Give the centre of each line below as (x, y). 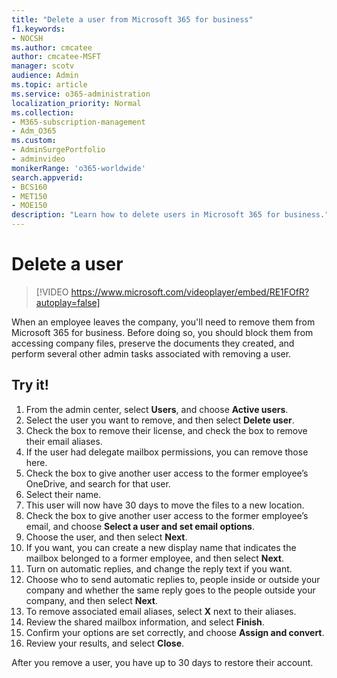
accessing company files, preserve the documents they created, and (153, 343)
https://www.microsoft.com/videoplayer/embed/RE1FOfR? (190, 292)
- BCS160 (29, 187)
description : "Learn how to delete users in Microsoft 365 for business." (170, 215)
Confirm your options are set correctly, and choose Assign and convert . (175, 632)
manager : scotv (43, 66)
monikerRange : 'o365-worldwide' (78, 168)
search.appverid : (47, 177)
